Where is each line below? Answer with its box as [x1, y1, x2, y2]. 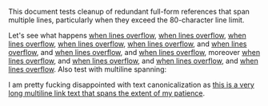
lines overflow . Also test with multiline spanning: [8, 65, 167, 74]
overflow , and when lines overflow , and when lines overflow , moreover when [8, 48, 261, 57]
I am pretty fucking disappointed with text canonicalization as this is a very [8, 80, 254, 89]
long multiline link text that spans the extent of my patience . [8, 88, 206, 98]
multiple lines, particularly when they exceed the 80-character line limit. [8, 15, 245, 25]
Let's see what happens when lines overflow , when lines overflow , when [8, 31, 246, 40]
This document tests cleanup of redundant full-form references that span [8, 7, 250, 16]
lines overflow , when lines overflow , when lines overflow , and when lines [8, 39, 247, 49]
